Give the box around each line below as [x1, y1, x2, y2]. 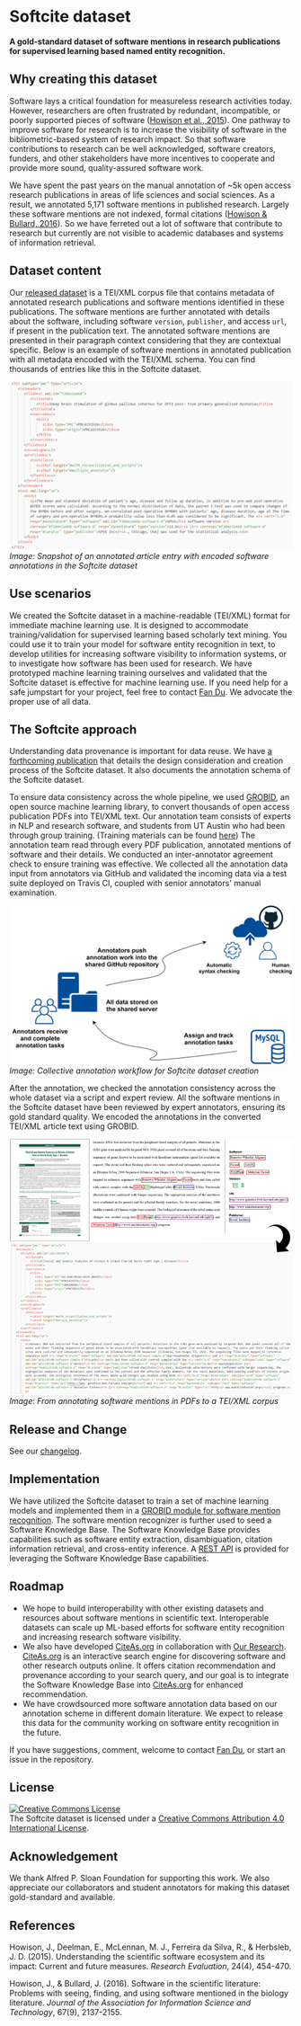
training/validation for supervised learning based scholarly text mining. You [9, 629, 288, 640]
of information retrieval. [9, 236, 97, 248]
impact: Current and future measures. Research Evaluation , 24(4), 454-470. [9, 1961, 292, 1972]
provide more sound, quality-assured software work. [9, 162, 204, 173]
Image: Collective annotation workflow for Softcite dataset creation [9, 1065, 259, 1076]
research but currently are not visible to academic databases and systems [9, 227, 284, 238]
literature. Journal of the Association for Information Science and [9, 1997, 252, 2008]
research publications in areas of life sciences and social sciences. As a [9, 189, 276, 200]
